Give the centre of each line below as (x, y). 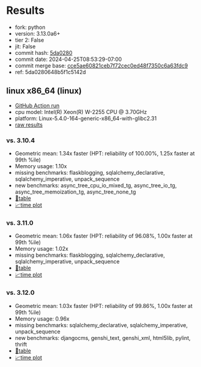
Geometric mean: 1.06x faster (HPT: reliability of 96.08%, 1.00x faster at (104, 236)
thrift (21, 344)
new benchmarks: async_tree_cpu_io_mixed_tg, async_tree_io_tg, (96, 186)
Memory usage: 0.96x (42, 318)
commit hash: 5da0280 (44, 52)
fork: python (30, 27)
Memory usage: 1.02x (42, 249)
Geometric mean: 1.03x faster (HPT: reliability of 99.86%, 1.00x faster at (104, 306)
